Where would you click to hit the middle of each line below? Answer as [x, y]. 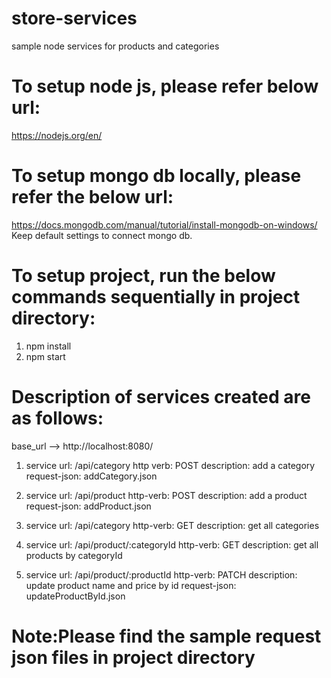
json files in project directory [133, 657]
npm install [48, 346]
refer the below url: [92, 197]
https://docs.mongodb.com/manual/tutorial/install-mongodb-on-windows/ [164, 224]
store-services [74, 18]
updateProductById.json [75, 596]
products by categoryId [74, 555]
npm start [45, 356]
